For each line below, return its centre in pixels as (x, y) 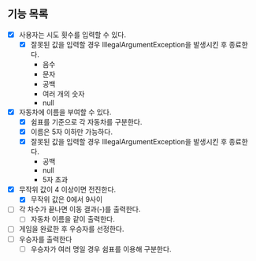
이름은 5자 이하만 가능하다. (72, 132)
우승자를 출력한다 (45, 239)
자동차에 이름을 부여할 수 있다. (65, 112)
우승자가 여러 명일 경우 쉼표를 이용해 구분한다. (101, 249)
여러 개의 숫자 (63, 94)
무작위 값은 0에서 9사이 (67, 199)
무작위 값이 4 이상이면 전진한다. (67, 190)
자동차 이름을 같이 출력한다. (72, 219)
